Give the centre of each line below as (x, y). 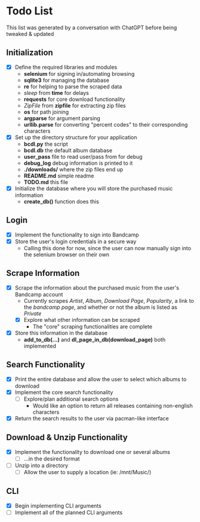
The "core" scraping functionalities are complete (93, 326)
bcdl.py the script (46, 144)
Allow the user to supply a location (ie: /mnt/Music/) (87, 472)
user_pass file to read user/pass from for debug (83, 156)
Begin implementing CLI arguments (58, 505)
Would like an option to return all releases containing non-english (113, 406)
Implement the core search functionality (64, 392)
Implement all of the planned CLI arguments (69, 512)
